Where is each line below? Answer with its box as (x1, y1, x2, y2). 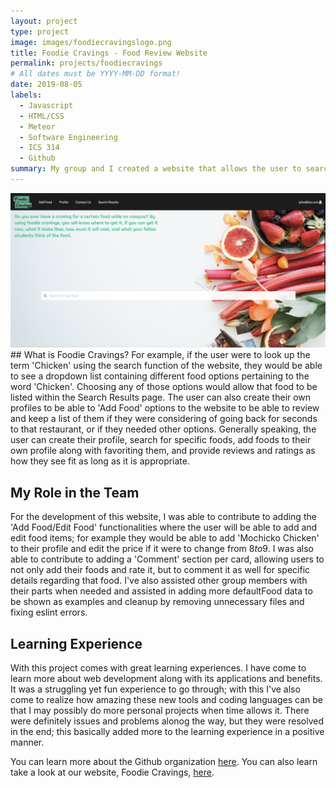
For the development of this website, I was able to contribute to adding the (10, 511, 317, 523)
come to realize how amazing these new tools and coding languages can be (10, 694, 323, 706)
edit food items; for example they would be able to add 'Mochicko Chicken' (10, 532, 320, 544)
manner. (10, 736, 45, 749)
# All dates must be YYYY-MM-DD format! (10, 69, 182, 79)
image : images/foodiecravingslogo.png (10, 37, 172, 47)
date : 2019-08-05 (10, 80, 83, 90)
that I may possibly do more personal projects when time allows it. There (10, 705, 310, 717)
